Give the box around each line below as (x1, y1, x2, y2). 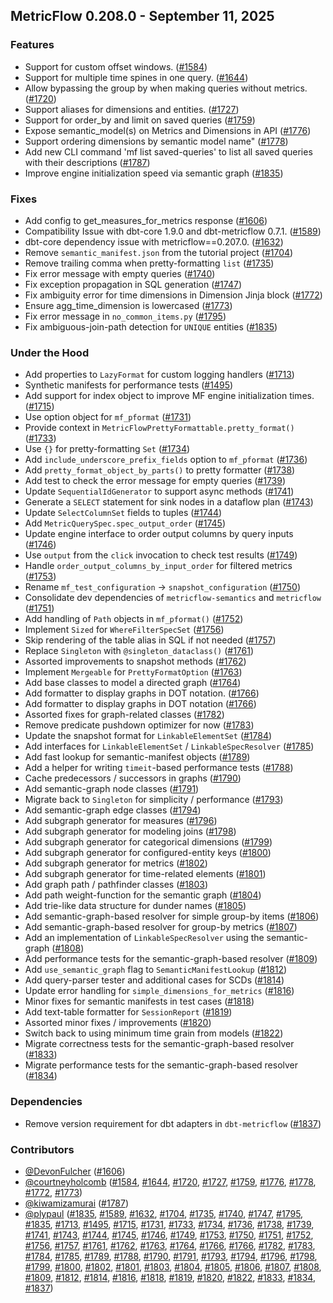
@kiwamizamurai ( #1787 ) (24, 1197, 130, 1209)
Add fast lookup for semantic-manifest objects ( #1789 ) (24, 751, 251, 763)
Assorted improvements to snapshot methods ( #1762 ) (24, 655, 247, 668)
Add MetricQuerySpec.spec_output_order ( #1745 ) (24, 517, 226, 529)
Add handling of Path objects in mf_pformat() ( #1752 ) (24, 613, 244, 625)
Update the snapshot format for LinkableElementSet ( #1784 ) (24, 730, 273, 742)
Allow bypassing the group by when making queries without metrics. (24, 82, 308, 94)
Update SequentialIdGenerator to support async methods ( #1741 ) (24, 485, 295, 498)
